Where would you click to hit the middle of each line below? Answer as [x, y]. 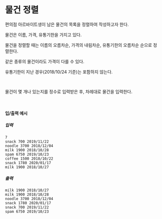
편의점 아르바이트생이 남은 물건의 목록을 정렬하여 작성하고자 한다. [67, 24]
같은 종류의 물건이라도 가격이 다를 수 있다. [45, 61]
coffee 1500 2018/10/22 [29, 159]
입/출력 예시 [16, 113]
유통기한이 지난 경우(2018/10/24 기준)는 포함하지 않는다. [59, 72]
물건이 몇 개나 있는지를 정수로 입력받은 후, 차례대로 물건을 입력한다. [69, 91]
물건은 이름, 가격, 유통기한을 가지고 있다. [43, 35]
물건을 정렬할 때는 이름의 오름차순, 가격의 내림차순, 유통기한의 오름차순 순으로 [79, 45]
